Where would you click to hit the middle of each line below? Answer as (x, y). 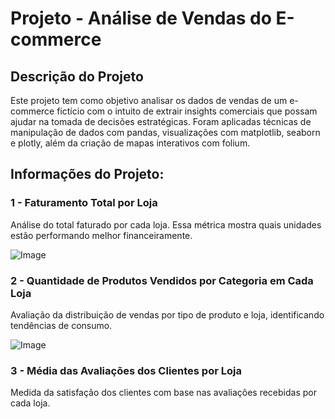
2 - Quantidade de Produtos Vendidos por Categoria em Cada (162, 280)
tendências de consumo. (61, 325)
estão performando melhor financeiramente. (101, 235)
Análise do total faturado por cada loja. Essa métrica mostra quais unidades (166, 224)
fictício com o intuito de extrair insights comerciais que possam (187, 111)
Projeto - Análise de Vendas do (141, 18)
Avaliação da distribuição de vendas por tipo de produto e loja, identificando (167, 314)
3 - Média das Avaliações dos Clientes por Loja (126, 370)
